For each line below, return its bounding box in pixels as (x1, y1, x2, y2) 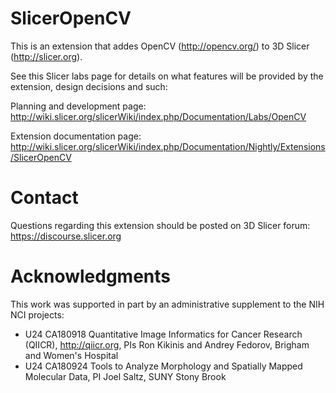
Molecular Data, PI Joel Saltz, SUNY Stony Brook (24, 370, 227, 382)
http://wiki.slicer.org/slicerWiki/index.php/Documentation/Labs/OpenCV (10, 110, 307, 122)
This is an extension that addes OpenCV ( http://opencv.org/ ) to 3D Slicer (10, 40, 310, 52)
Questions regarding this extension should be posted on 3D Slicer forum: (10, 219, 311, 231)
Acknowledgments (10, 265, 172, 288)
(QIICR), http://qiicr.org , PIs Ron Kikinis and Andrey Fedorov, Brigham (24, 338, 310, 351)
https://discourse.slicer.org (10, 230, 122, 242)
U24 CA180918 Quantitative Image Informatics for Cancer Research (24, 328, 303, 340)
